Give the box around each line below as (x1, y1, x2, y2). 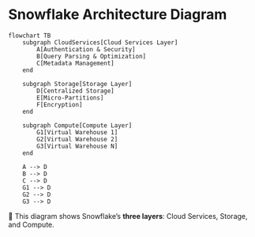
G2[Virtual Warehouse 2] (36, 135, 118, 143)
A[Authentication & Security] (36, 45, 136, 53)
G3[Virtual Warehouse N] (36, 142, 118, 150)
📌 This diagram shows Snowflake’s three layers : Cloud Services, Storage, (8, 211, 248, 220)
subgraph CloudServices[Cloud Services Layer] (22, 38, 178, 47)
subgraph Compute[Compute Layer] (22, 121, 133, 130)
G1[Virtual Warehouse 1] (36, 128, 118, 136)
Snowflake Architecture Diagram (8, 6, 227, 24)
